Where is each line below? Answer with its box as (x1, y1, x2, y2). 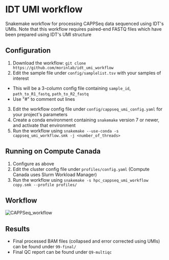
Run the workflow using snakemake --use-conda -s (12, 127, 119, 134)
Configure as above (12, 160, 55, 167)
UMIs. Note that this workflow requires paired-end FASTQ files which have (5, 26, 162, 32)
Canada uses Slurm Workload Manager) (12, 171, 97, 178)
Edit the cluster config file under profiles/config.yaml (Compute (12, 166, 150, 172)
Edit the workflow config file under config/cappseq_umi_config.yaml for (12, 106, 162, 112)
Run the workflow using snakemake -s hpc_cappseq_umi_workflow (12, 177, 149, 183)
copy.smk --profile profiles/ (12, 182, 78, 187)
